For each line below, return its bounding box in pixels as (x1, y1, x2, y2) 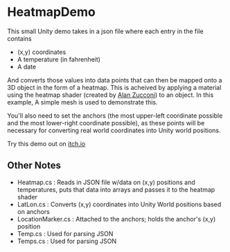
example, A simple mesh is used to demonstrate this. (7, 98, 158, 106)
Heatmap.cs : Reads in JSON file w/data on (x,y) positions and (17, 178, 195, 186)
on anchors (17, 207, 50, 215)
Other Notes (7, 160, 61, 172)
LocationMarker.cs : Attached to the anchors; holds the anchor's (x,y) (17, 215, 216, 223)
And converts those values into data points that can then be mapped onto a (7, 75, 222, 84)
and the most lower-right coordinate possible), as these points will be (7, 118, 205, 127)
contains (7, 34, 33, 42)
